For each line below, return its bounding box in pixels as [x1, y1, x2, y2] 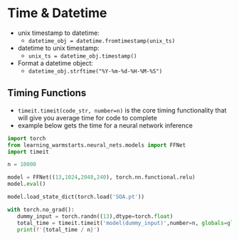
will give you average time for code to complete [17, 113, 158, 122]
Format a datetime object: [17, 58, 94, 67]
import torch [7, 135, 46, 142]
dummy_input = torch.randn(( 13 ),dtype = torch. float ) [16, 212, 174, 220]
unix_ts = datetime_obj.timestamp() [28, 52, 137, 60]
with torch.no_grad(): [7, 206, 75, 213]
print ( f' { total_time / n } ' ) [16, 226, 100, 233]
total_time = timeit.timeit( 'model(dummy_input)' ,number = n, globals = [16, 219, 228, 226]
